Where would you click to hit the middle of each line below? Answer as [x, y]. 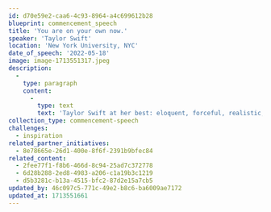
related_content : [38, 158]
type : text [56, 106]
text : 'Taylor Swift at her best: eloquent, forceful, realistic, [151, 114]
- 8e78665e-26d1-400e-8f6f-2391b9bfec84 [84, 151]
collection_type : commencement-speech [73, 121]
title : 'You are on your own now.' [68, 31]
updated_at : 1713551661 [48, 195]
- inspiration [39, 135]
